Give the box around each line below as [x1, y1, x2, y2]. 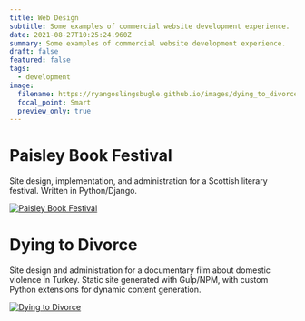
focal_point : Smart [17, 97, 92, 107]
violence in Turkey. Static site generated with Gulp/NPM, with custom [9, 275, 269, 286]
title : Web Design [9, 13, 79, 23]
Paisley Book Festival [9, 145, 172, 166]
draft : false [9, 47, 59, 56]
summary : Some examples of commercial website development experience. [9, 38, 286, 48]
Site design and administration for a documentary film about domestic [9, 265, 271, 276]
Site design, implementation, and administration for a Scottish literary [9, 176, 268, 186]
